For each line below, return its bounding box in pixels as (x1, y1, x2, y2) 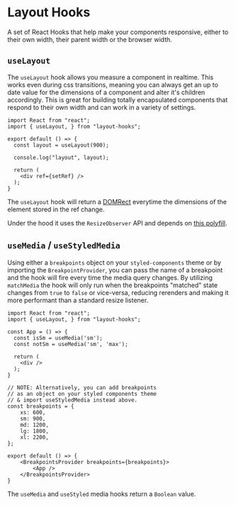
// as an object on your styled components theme (7, 390, 157, 397)
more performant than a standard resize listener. (7, 296, 149, 304)
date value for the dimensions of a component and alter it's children (7, 88, 206, 96)
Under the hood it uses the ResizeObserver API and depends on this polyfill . (7, 218, 228, 227)
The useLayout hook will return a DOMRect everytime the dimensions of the (7, 197, 227, 206)
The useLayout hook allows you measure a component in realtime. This (7, 72, 214, 82)
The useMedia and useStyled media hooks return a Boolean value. (7, 489, 196, 498)
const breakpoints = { (7, 402, 74, 410)
